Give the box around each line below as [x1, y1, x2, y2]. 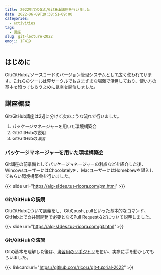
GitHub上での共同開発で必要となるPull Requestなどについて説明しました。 [5, 214, 154, 220]
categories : [5, 16, 29, 21]
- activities [9, 20, 36, 26]
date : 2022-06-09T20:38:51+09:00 [5, 12, 73, 17]
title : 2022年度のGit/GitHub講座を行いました [5, 7, 90, 12]
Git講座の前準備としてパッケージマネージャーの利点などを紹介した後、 [5, 161, 146, 167]
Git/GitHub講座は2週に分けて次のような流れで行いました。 [5, 113, 122, 119]
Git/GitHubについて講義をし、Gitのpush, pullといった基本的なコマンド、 [5, 207, 148, 214]
